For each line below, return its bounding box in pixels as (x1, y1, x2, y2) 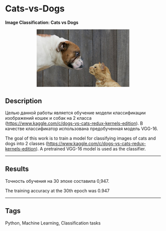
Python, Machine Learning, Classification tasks (5, 220, 101, 226)
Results (5, 165, 29, 173)
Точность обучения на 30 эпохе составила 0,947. (5, 178, 110, 184)
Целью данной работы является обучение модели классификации (5, 110, 146, 116)
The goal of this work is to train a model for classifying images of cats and (5, 135, 156, 142)
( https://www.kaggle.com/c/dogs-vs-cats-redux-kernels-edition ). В (5, 120, 143, 127)
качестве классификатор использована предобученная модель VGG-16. (5, 126, 158, 132)
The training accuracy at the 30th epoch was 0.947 (5, 187, 110, 194)
